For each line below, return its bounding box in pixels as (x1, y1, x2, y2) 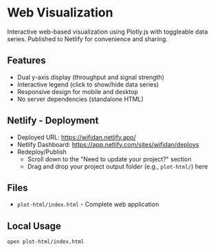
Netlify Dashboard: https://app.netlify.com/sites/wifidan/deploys (16, 140, 199, 148)
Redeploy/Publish (16, 148, 67, 156)
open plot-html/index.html (7, 238, 84, 245)
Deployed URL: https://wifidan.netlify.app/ (16, 133, 136, 141)
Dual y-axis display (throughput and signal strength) (16, 73, 165, 81)
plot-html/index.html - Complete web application (16, 201, 159, 209)
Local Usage (7, 220, 62, 231)
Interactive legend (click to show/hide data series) (16, 80, 159, 89)
